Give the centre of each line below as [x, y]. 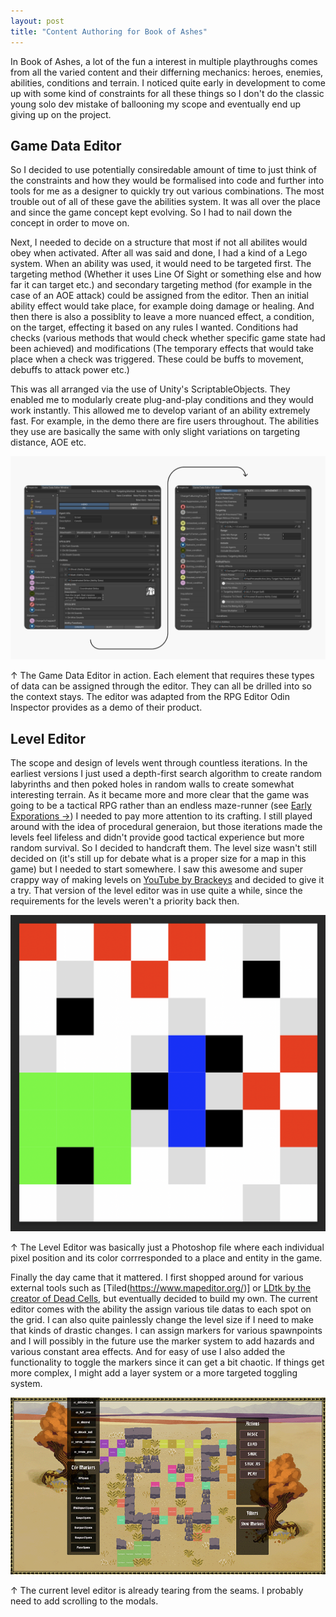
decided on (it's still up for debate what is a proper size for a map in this [158, 858]
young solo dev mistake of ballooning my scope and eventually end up [156, 104]
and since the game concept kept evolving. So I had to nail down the [151, 212]
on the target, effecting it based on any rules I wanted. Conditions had [154, 327]
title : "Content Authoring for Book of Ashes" [109, 31]
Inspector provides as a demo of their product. [106, 707]
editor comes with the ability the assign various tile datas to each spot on [161, 1309]
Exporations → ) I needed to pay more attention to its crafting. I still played [161, 816]
